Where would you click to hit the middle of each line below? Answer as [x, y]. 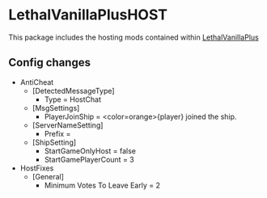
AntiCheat [37, 82]
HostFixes [37, 168]
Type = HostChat [73, 99]
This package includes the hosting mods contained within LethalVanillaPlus [133, 37]
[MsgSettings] [56, 107]
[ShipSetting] [54, 142]
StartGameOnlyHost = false [90, 150]
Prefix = [57, 133]
